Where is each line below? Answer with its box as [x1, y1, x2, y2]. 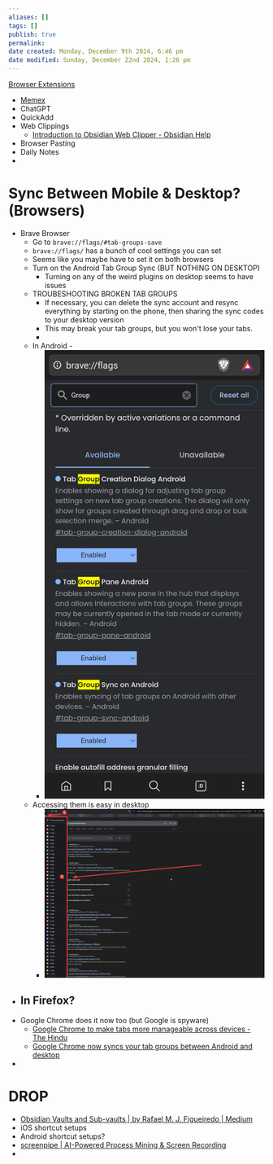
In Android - [32, 340, 73, 350]
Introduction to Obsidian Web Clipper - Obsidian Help [32, 130, 211, 139]
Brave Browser [19, 228, 71, 238]
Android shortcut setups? [19, 1131, 106, 1141]
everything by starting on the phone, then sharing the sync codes [44, 306, 264, 316]
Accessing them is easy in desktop [32, 800, 149, 810]
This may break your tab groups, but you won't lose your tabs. [44, 323, 253, 333]
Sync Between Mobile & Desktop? [8, 184, 241, 203]
